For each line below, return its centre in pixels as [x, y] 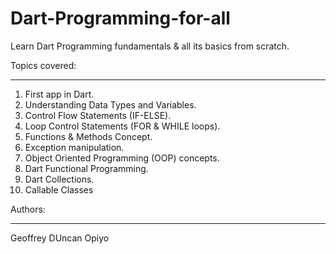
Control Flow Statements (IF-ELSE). [98, 115]
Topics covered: [43, 65]
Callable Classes [59, 189]
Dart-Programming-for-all [120, 18]
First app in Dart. [59, 94]
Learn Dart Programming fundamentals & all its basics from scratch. [150, 46]
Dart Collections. [59, 179]
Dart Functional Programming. [86, 168]
